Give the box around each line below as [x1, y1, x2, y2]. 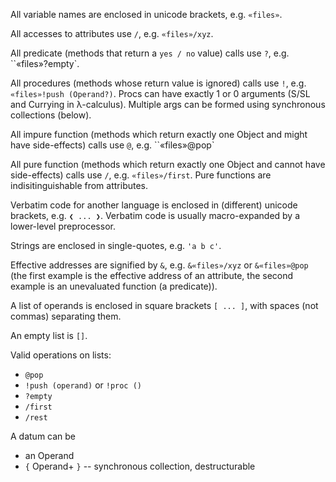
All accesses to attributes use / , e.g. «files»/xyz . [10, 28, 214, 39]
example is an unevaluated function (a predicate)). [10, 280, 218, 292]
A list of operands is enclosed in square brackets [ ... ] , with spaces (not [10, 300, 319, 311]
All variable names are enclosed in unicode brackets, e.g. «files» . [10, 9, 283, 20]
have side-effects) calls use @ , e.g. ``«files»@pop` [10, 139, 215, 151]
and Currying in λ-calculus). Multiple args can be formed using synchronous [10, 99, 326, 110]
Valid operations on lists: [10, 349, 112, 361]
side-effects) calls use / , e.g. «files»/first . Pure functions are [10, 169, 272, 181]
